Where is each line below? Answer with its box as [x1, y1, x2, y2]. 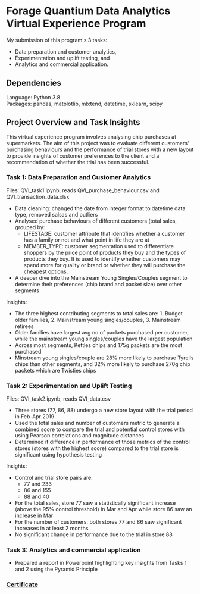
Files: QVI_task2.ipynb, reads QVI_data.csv [6, 395, 111, 402]
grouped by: [14, 223, 45, 230]
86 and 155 [23, 487, 51, 494]
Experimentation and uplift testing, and [14, 54, 110, 61]
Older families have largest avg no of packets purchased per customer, [14, 329, 189, 336]
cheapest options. [23, 268, 68, 275]
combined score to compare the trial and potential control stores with [14, 426, 185, 433]
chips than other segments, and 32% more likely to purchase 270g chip [14, 360, 190, 367]
